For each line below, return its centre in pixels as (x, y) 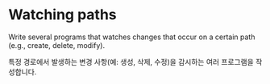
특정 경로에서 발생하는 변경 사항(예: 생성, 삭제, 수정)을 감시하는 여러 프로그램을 (131, 62)
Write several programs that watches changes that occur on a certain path (132, 37)
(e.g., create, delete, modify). (57, 45)
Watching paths (62, 15)
